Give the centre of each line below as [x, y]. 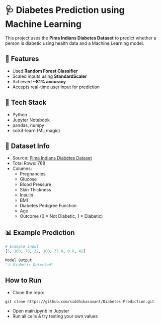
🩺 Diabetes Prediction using [65, 10]
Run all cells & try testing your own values [55, 316]
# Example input [22, 247]
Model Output [19, 260]
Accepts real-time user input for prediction [56, 87]
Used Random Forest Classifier [45, 71]
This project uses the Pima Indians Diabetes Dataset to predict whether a [81, 38]
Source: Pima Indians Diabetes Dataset [52, 158]
